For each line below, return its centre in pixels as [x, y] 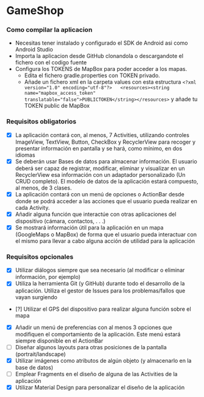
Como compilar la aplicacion [49, 30]
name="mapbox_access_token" [60, 93]
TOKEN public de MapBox [57, 106]
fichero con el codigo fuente [51, 62]
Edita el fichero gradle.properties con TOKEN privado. [92, 76]
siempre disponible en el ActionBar [59, 341]
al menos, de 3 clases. [43, 188]
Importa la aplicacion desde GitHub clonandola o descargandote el [99, 56]
